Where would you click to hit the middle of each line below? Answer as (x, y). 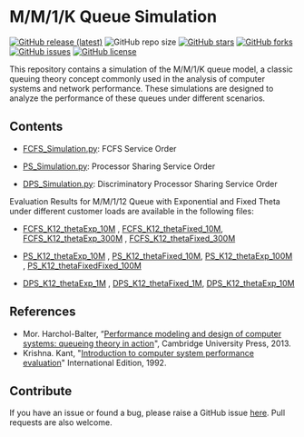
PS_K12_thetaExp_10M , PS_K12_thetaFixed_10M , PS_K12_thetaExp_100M (157, 255)
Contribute (41, 391)
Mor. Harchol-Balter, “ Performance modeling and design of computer (152, 333)
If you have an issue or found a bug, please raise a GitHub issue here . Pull (147, 413)
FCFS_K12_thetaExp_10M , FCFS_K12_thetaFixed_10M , (123, 228)
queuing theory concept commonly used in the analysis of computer (137, 78)
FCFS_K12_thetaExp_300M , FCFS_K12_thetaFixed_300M (129, 238)
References (43, 312)
